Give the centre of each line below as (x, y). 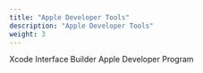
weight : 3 (28, 34)
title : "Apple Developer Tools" (69, 17)
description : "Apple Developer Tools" (81, 26)
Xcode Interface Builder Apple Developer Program (101, 60)
